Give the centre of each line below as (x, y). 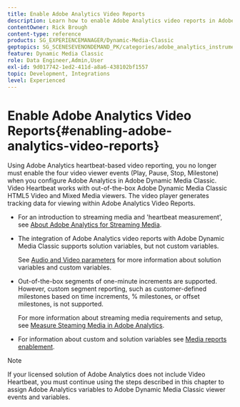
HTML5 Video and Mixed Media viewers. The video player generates (108, 196)
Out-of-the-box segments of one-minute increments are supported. (117, 282)
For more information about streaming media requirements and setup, (120, 318)
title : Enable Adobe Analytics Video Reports (76, 14)
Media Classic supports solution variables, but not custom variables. (118, 246)
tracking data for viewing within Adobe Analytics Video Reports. (101, 203)
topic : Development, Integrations (59, 73)
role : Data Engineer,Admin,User (55, 61)
